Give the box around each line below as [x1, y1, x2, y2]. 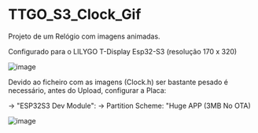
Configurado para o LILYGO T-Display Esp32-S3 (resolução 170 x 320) [8, 46, 238, 56]
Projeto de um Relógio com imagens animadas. [8, 31, 160, 41]
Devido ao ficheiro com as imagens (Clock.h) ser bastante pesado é [8, 77, 229, 87]
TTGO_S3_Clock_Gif [8, 6, 142, 24]
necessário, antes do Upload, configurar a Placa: [8, 85, 167, 95]
